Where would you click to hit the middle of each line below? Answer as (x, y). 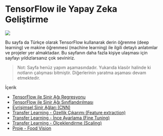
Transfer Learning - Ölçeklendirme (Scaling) (57, 123)
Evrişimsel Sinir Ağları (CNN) (41, 107)
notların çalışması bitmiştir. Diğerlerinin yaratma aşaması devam (81, 73)
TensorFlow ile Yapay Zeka (61, 9)
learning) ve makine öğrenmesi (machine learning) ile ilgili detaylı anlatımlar (81, 47)
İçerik (11, 87)
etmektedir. (29, 78)
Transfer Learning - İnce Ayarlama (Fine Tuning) (61, 118)
